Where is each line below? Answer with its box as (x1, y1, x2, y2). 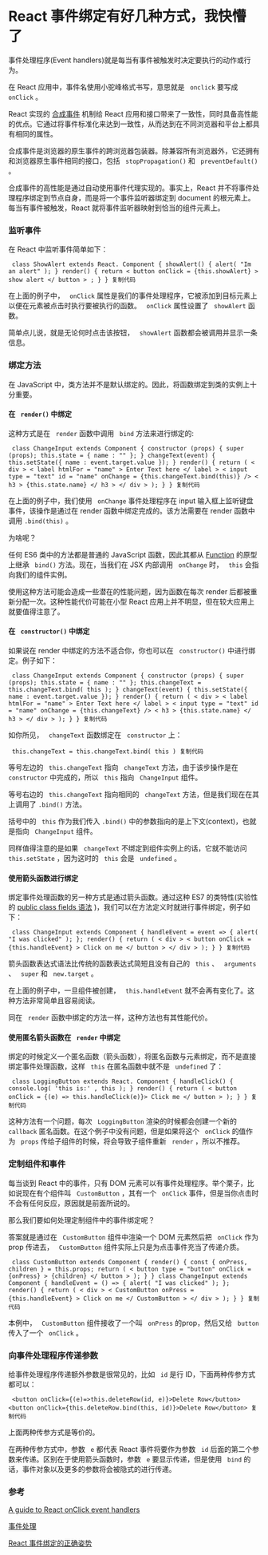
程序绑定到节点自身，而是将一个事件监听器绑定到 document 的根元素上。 (14, 192, 255, 202)
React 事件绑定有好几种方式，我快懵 (8, 7, 246, 26)
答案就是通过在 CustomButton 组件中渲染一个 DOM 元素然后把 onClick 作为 (8, 1232, 259, 1242)
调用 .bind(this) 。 (8, 516, 73, 526)
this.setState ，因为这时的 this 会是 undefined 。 (8, 853, 182, 863)
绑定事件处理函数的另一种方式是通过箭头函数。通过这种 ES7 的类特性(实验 (8, 892, 251, 902)
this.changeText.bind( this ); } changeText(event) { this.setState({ (8, 685, 248, 693)
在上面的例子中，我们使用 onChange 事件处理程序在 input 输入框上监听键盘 (8, 496, 254, 506)
